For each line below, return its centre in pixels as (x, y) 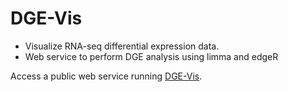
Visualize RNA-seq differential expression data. (122, 46)
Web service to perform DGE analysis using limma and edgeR (151, 56)
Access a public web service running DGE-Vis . (106, 76)
